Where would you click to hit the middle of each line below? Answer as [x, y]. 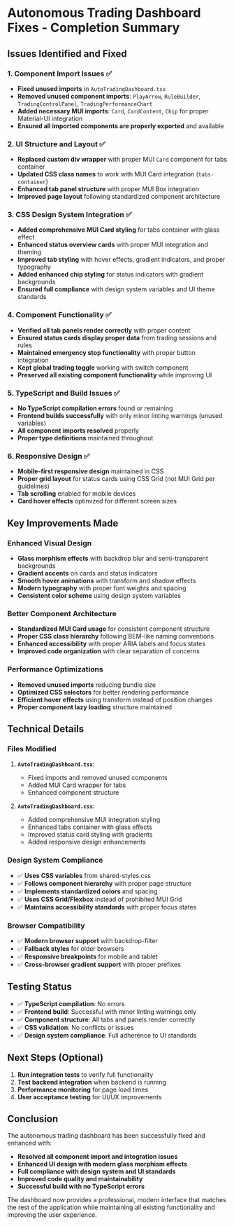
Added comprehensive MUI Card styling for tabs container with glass [118, 230]
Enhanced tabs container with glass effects [90, 827]
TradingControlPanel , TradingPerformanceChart [85, 104]
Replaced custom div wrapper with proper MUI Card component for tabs [122, 160]
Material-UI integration [50, 118]
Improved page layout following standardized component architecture [119, 197]
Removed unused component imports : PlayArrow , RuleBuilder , [109, 96]
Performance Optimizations [55, 669]
